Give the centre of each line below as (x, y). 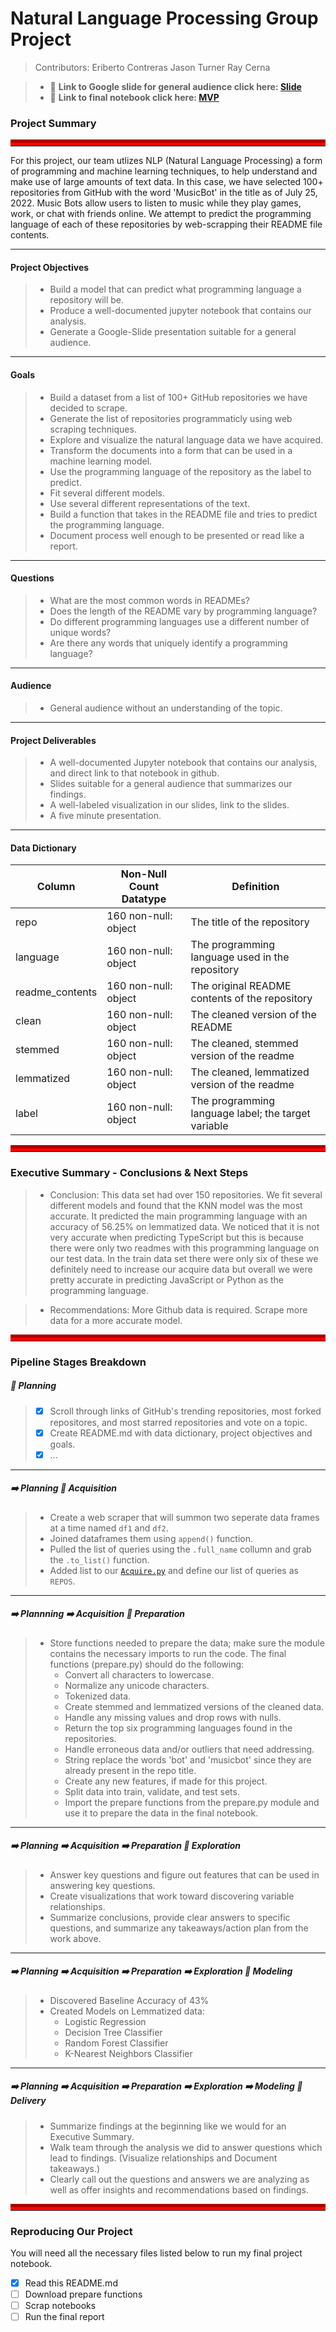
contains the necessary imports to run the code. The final (168, 1653)
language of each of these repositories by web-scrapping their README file (166, 224)
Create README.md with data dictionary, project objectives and (181, 1433)
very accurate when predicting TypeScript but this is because (176, 1237)
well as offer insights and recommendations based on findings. (179, 2189)
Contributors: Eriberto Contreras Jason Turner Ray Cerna (152, 67)
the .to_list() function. (99, 1559)
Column (56, 887)
